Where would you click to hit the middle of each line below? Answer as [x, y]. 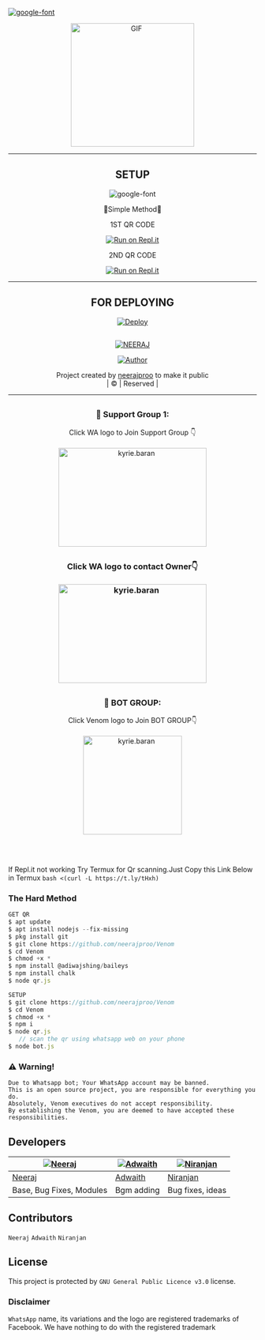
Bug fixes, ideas [197, 1191]
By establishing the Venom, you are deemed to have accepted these [121, 1111]
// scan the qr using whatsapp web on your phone [102, 1039]
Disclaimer [29, 1301]
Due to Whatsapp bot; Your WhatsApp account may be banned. [109, 1083]
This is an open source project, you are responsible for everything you [132, 1090]
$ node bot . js [32, 1047]
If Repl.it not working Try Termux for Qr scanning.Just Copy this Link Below [131, 869]
